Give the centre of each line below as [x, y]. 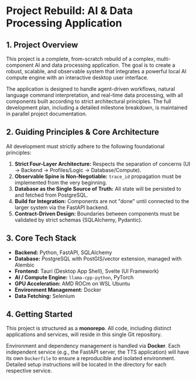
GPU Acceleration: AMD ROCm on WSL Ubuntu [72, 283]
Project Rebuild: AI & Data [70, 11]
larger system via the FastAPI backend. [62, 207]
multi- [164, 59]
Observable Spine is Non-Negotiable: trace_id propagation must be [98, 176]
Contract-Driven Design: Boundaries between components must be [97, 213]
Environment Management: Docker [58, 290]
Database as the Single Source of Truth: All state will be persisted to [98, 189]
